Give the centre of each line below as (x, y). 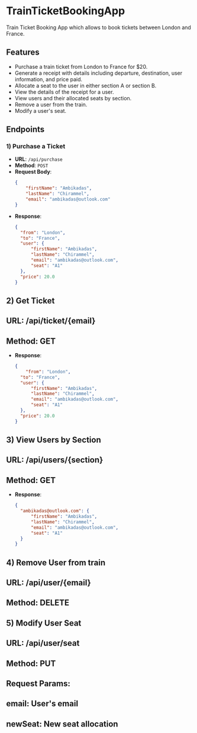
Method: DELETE (38, 603)
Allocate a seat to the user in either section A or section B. (85, 85)
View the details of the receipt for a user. (64, 92)
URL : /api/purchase (39, 159)
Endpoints (25, 130)
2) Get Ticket (30, 301)
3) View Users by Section (54, 440)
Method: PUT (31, 663)
